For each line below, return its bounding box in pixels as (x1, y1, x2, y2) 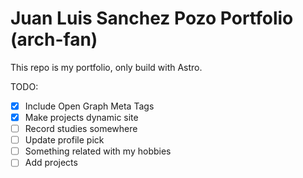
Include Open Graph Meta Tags (24, 100, 155, 112)
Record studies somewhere (24, 123, 138, 135)
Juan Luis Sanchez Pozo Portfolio (10, 7, 294, 30)
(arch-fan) (10, 28, 98, 51)
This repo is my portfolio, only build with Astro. (10, 61, 203, 73)
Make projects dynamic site (24, 112, 139, 123)
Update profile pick (24, 134, 105, 146)
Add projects (24, 157, 78, 169)
